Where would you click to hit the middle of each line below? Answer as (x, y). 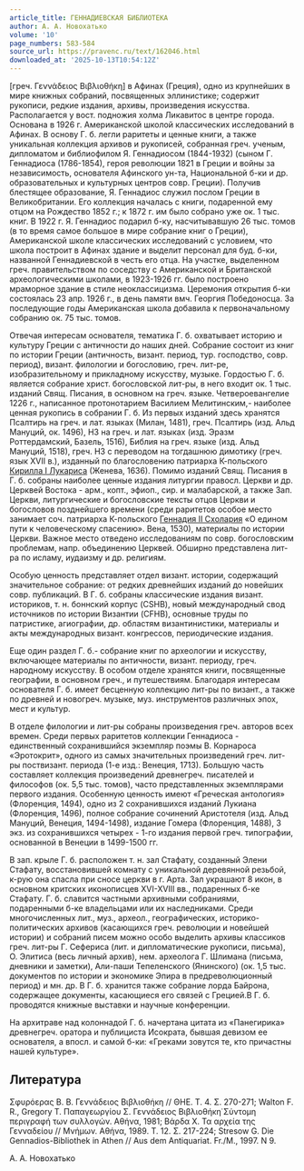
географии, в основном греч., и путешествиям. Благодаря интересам (145, 680)
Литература (45, 1080)
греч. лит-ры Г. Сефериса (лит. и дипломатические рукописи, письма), (147, 947)
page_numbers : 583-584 (52, 43)
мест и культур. (40, 709)
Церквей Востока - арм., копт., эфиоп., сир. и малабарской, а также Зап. (151, 490)
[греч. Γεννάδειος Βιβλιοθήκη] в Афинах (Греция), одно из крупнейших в (150, 86)
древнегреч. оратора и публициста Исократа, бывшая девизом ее (138, 1032)
